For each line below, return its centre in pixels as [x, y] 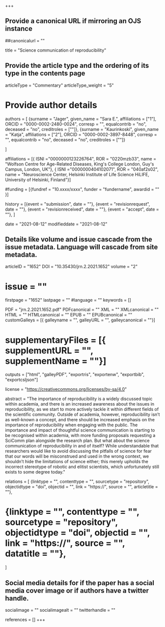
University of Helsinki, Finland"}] [38, 180]
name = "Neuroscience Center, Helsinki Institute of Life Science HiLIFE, [77, 174]
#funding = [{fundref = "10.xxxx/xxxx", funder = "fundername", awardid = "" [82, 189]
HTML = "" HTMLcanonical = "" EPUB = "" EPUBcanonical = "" [69, 315]
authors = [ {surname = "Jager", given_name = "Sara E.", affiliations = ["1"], [81, 119]
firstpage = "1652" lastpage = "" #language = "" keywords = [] [68, 300]
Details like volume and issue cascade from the [79, 239]
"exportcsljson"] [22, 380]
